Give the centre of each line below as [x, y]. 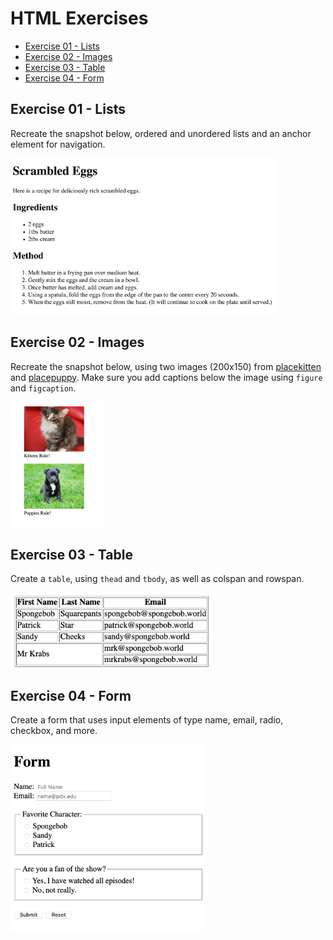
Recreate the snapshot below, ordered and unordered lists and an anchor [161, 133]
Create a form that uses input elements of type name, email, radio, [147, 720]
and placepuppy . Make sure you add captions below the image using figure [166, 377]
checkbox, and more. [54, 731]
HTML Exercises [79, 18]
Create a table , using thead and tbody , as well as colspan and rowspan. [157, 579]
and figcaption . [43, 388]
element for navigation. [58, 144]
